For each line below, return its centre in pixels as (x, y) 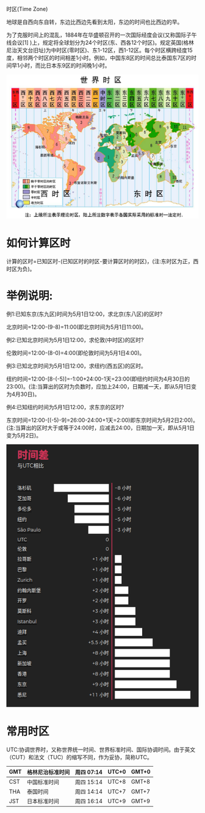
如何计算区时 (39, 243)
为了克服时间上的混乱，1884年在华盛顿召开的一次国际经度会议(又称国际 (96, 35)
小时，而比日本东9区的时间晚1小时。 (65, 65)
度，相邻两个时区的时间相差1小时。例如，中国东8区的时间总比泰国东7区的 (99, 58)
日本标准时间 (43, 801)
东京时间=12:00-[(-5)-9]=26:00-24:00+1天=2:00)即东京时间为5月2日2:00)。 (102, 420)
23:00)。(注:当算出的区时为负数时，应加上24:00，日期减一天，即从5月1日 (99, 386)
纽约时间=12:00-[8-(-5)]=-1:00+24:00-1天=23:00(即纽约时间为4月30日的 (98, 379)
